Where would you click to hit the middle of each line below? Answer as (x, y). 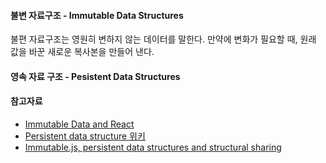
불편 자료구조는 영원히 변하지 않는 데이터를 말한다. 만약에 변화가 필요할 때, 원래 (163, 39)
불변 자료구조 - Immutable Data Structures (97, 15)
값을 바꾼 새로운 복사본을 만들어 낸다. (82, 52)
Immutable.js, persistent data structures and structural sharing (153, 147)
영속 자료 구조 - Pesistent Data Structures (95, 76)
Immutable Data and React (79, 124)
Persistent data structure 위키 (85, 136)
